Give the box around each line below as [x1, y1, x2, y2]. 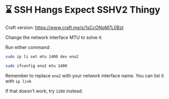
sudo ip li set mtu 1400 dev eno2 [5, 54, 79, 59]
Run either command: [5, 44, 51, 50]
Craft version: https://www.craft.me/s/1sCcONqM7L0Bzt [5, 24, 124, 31]
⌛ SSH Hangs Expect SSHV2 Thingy [5, 4, 161, 16]
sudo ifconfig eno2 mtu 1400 [5, 63, 67, 68]
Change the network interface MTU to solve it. [5, 34, 103, 40]
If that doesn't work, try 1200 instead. [5, 88, 83, 94]
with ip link [5, 78, 32, 84]
